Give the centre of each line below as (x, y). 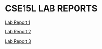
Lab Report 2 (18, 31)
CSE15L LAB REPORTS (51, 9)
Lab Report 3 (18, 41)
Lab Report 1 (18, 22)
